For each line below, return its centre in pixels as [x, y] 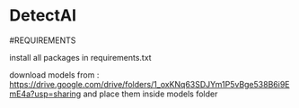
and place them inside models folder [150, 94]
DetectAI [43, 16]
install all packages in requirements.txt [80, 57]
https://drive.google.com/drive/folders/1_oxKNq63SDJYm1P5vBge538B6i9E [149, 84]
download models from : [54, 75]
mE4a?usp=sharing [45, 94]
